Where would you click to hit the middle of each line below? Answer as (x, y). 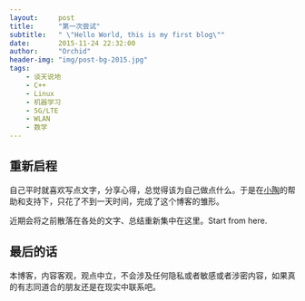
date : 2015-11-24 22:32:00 (73, 43)
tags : (20, 69)
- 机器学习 (44, 102)
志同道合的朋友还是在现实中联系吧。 (93, 286)
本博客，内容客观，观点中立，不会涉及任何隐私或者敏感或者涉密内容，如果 (148, 275)
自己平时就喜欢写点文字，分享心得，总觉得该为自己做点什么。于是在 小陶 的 (148, 189)
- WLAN (38, 119)
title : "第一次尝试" (55, 26)
